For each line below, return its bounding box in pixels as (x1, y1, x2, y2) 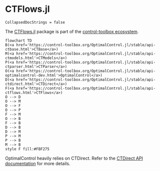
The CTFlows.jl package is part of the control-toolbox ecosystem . (5, 28, 139, 34)
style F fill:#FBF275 (5, 146, 50, 152)
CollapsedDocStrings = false (5, 20, 65, 25)
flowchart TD (5, 38, 32, 43)
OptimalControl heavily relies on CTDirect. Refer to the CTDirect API (5, 155, 143, 161)
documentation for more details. (5, 160, 71, 167)
